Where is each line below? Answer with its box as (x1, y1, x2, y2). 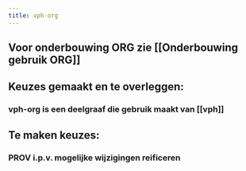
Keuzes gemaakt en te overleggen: (8, 80, 184, 93)
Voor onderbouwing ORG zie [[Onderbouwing (8, 41, 239, 55)
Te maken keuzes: (8, 128, 100, 142)
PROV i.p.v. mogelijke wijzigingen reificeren (8, 152, 181, 163)
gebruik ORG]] (8, 53, 81, 67)
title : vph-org (8, 11, 59, 20)
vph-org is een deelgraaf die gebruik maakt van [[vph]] (8, 104, 225, 115)
